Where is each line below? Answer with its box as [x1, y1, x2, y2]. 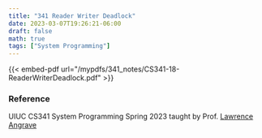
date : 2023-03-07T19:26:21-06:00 [8, 19, 122, 28]
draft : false [8, 27, 53, 35]
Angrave [8, 120, 37, 130]
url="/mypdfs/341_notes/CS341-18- [60, 64, 180, 74]
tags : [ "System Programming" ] [8, 42, 111, 50]
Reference [8, 93, 50, 105]
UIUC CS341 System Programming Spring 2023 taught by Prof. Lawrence [8, 111, 254, 122]
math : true [8, 34, 45, 43]
